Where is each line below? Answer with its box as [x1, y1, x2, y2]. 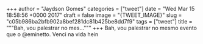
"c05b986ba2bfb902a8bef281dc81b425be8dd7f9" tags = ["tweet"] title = [6, 18, 193, 25]
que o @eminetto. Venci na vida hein [6, 31, 99, 38]
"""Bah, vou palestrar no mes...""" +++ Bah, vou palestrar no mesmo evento [6, 24, 197, 31]
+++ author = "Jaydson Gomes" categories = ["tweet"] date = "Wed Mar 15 [6, 5, 195, 12]
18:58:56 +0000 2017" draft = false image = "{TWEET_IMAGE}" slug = [6, 11, 182, 19]
